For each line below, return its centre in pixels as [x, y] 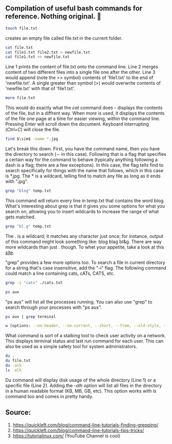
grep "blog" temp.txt [28, 191]
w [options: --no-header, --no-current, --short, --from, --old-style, [83, 326]
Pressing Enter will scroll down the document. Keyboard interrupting [77, 124]
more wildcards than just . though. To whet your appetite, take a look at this [85, 247]
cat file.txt [19, 47]
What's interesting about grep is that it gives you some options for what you [85, 206]
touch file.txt [21, 28]
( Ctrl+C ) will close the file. [33, 130]
